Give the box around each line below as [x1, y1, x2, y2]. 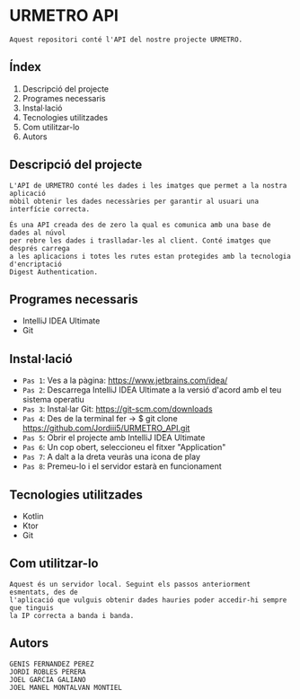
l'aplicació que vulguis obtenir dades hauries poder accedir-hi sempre [9, 595, 287, 605]
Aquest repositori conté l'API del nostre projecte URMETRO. [9, 35, 243, 44]
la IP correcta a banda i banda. [9, 611, 135, 620]
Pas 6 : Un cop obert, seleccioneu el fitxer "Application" [22, 442, 226, 453]
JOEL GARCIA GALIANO [9, 675, 87, 684]
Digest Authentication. [9, 267, 99, 277]
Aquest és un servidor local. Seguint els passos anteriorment [9, 580, 251, 588]
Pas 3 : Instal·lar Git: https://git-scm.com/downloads [22, 403, 213, 414]
